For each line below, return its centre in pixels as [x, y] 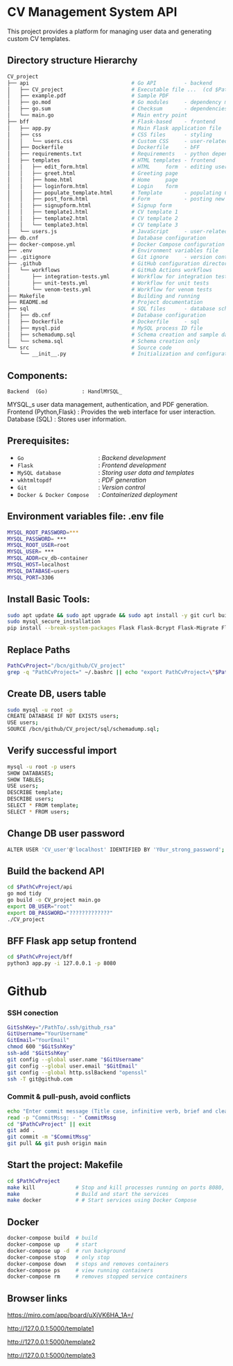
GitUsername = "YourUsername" [48, 1034]
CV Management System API [92, 12]
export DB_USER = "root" [40, 907]
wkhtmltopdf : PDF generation [82, 480]
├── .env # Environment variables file [113, 251]
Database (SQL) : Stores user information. [67, 419]
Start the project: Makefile [65, 1165]
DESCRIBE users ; [31, 799]
